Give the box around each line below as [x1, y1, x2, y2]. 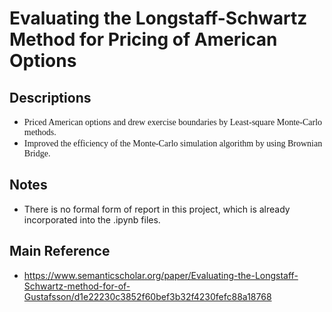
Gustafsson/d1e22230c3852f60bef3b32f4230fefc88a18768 [23, 290, 272, 302]
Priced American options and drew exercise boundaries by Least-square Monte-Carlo [23, 117, 323, 127]
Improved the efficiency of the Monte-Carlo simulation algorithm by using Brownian [23, 138, 323, 149]
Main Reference [9, 243, 111, 260]
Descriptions [9, 89, 92, 106]
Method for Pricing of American [9, 28, 278, 51]
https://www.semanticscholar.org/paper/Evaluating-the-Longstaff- [23, 269, 299, 281]
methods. [23, 127, 57, 137]
